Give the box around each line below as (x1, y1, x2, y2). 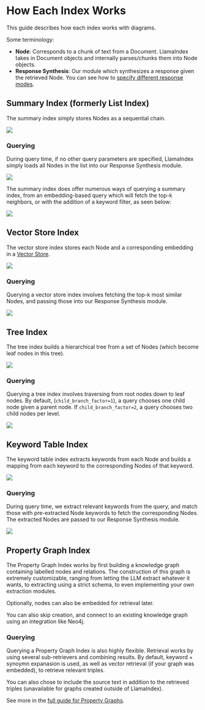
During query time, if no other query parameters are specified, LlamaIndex (6, 155, 194, 163)
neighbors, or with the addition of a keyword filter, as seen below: (6, 198, 172, 206)
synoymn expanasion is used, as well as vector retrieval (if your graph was (6, 660, 195, 668)
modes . (15, 80, 35, 88)
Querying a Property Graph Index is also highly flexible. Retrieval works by (6, 647, 194, 654)
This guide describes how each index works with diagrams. (6, 24, 156, 31)
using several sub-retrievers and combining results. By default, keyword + (6, 654, 193, 661)
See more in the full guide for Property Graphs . (6, 697, 125, 704)
